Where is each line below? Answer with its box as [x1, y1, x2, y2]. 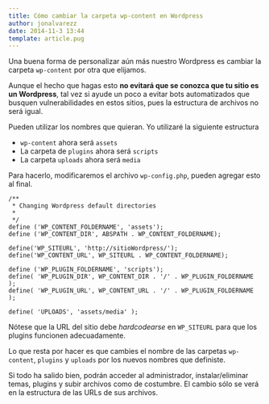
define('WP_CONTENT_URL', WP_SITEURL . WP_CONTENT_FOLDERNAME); [8, 251, 229, 259]
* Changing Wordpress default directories [11, 202, 157, 210]
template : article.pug [8, 34, 85, 43]
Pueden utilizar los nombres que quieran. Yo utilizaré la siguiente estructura [8, 122, 259, 132]
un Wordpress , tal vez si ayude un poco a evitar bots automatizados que [8, 90, 250, 99]
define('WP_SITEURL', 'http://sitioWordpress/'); [8, 244, 179, 253]
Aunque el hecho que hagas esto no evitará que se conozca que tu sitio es [8, 81, 259, 90]
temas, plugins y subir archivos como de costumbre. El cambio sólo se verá [8, 379, 259, 389]
